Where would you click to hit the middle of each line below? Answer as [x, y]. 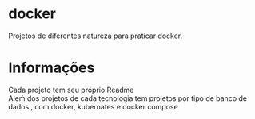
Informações [52, 68]
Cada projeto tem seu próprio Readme [71, 90]
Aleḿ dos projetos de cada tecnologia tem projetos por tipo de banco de [128, 98]
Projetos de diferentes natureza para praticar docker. [96, 36]
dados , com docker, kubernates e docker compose [93, 106]
